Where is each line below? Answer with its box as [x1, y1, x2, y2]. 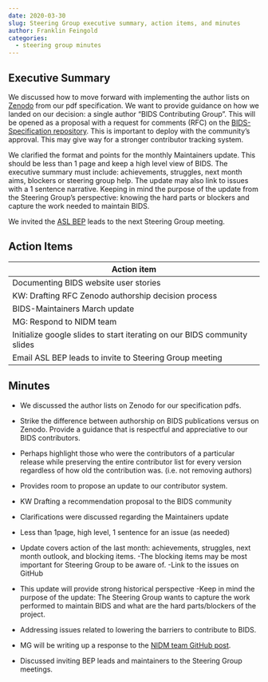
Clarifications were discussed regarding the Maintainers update [19, 512, 229, 521]
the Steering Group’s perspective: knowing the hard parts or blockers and [8, 193, 250, 202]
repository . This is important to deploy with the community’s [53, 126, 250, 136]
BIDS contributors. [19, 433, 81, 442]
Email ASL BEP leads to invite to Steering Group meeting [12, 352, 223, 363]
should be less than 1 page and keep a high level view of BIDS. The [8, 158, 229, 168]
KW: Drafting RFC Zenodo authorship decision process [12, 289, 218, 301]
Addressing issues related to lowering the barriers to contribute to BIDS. [19, 624, 257, 634]
